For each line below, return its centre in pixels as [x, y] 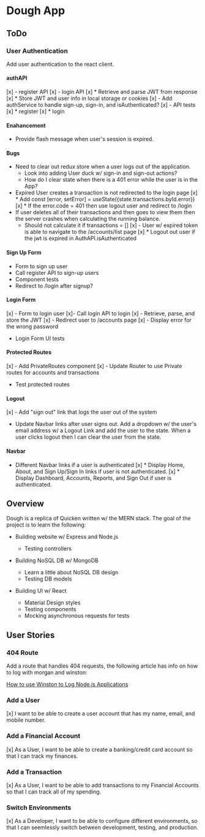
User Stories [31, 635]
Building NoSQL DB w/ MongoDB [57, 561]
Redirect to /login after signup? [54, 285]
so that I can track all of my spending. [54, 792]
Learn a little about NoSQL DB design [71, 573]
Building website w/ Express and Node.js [67, 537]
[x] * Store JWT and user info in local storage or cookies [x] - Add [89, 98]
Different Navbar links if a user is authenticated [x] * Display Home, [100, 465]
